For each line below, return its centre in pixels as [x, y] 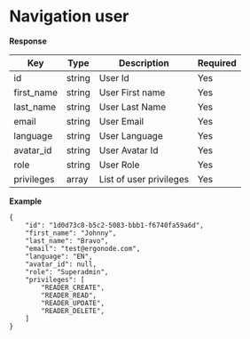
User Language [131, 135]
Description [144, 62]
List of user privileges [144, 179]
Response [28, 41]
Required [217, 62]
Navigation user [69, 16]
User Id [114, 77]
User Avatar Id [129, 150]
